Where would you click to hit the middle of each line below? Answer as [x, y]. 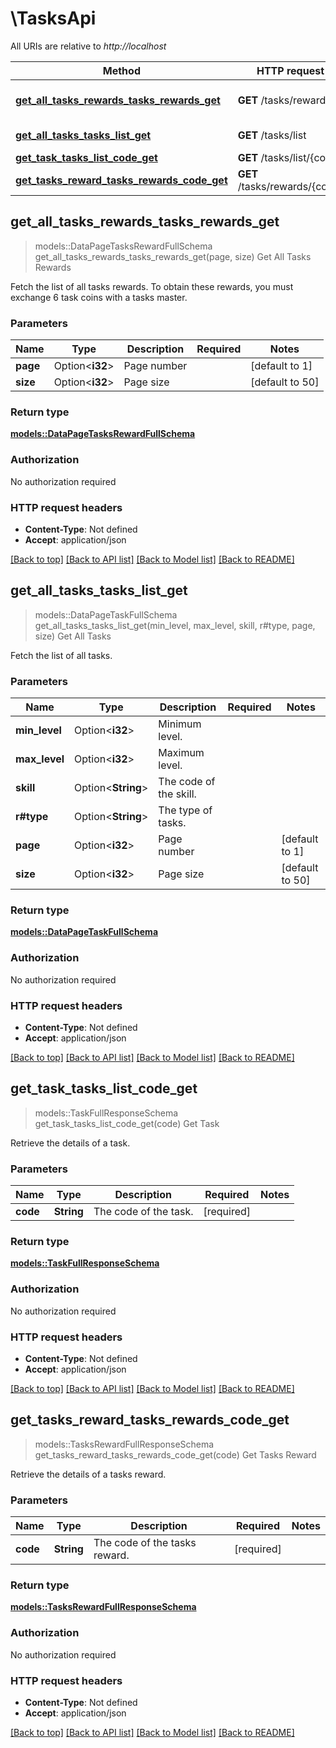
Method [121, 70]
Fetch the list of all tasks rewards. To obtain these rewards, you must [152, 286]
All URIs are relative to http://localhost [88, 46]
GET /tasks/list [272, 135]
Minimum [180, 724]
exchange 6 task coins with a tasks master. [99, 297]
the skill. [177, 794]
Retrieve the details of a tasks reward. [88, 1474]
